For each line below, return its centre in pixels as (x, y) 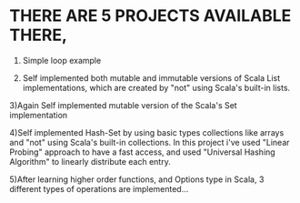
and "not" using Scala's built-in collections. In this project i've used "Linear (150, 142)
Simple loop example (62, 60)
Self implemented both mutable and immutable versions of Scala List (151, 77)
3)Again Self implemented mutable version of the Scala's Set (124, 105)
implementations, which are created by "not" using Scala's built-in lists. (156, 87)
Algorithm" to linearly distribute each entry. (90, 161)
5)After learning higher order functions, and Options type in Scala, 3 (137, 179)
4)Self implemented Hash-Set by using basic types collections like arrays (147, 132)
